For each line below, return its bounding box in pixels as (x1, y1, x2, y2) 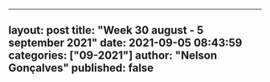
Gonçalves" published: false (8, 61, 154, 75)
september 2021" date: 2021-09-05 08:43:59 (8, 36, 243, 50)
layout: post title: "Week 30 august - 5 (8, 23, 204, 37)
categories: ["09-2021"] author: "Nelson (8, 49, 218, 63)
